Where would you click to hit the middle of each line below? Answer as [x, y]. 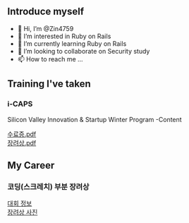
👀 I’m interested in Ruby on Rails [64, 36]
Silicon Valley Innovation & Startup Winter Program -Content [94, 119]
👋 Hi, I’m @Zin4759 [45, 28]
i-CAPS [20, 104]
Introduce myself [46, 12]
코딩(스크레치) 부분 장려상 [48, 186]
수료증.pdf [22, 134]
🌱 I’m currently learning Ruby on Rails [72, 43]
